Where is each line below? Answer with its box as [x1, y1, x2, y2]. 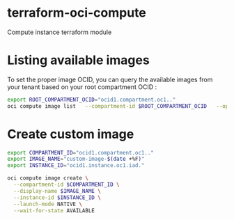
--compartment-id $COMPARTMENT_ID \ [13, 181, 120, 189]
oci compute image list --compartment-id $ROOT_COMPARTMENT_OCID [7, 102, 208, 109]
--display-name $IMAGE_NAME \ [13, 187, 101, 194]
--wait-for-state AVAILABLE [13, 207, 95, 214]
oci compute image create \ [7, 175, 89, 182]
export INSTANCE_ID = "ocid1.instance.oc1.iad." [7, 162, 145, 169]
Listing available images [7, 52, 150, 68]
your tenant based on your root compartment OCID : [7, 82, 157, 91]
